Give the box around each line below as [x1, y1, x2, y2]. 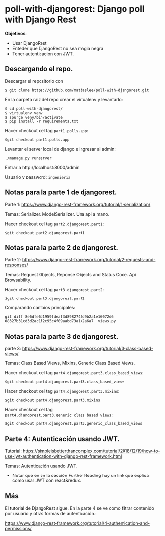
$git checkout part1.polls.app [5, 137, 70, 142]
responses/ [5, 262, 28, 268]
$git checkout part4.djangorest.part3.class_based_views [5, 379, 125, 385]
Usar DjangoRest [12, 40, 47, 46]
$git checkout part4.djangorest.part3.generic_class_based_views [5, 421, 142, 426]
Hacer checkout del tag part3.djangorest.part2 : [5, 287, 104, 293]
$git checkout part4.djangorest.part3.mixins [5, 398, 100, 403]
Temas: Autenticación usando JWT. [5, 463, 78, 469]
